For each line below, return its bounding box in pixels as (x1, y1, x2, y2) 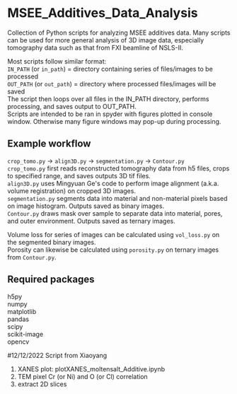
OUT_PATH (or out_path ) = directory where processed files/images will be (7, 79, 216, 88)
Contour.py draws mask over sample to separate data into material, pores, (7, 209, 223, 217)
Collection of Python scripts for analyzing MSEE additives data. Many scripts (7, 28, 231, 37)
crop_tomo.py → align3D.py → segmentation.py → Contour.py (7, 156, 185, 165)
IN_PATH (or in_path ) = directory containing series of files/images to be (7, 64, 214, 73)
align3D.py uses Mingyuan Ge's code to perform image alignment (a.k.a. (7, 179, 219, 187)
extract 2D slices (17, 380, 67, 388)
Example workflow (7, 138, 91, 150)
